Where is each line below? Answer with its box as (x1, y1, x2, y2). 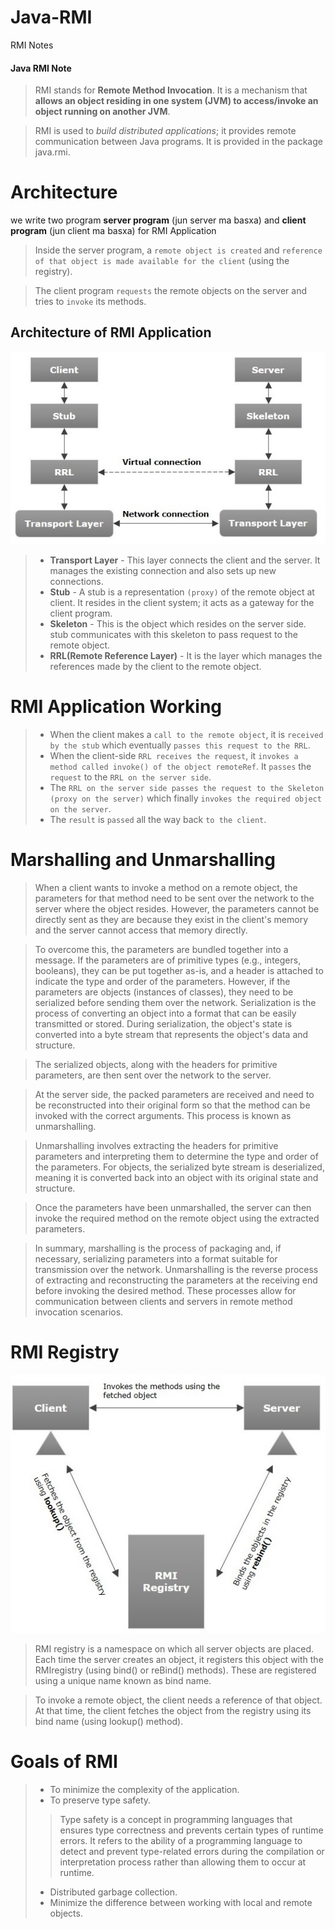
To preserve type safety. (49, 1794, 152, 1806)
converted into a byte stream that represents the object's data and (34, 1029, 309, 1041)
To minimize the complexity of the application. (49, 1784, 240, 1796)
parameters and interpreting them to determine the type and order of (34, 1151, 319, 1163)
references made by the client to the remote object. (49, 661, 262, 673)
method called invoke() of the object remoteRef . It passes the (49, 761, 312, 773)
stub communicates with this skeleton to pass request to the (49, 629, 298, 641)
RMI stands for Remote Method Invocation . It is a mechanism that (34, 84, 308, 96)
